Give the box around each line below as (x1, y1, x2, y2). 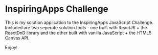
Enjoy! (5, 44, 18, 50)
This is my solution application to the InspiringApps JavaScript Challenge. (5, 19, 154, 25)
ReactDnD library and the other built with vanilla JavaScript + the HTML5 (5, 30, 152, 36)
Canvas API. (5, 35, 30, 41)
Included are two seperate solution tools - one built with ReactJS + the (5, 24, 148, 30)
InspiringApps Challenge (5, 3, 109, 15)
